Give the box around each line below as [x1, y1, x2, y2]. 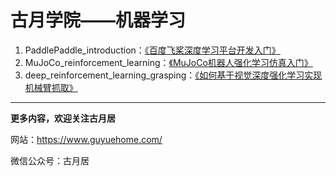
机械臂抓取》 [24, 81, 78, 93]
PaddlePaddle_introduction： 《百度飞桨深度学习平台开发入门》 [24, 44, 281, 56]
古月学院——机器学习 [10, 9, 187, 32]
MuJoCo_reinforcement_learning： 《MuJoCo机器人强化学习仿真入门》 [24, 56, 313, 68]
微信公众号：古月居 [10, 154, 90, 166]
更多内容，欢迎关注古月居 [10, 112, 116, 124]
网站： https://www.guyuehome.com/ [10, 133, 163, 145]
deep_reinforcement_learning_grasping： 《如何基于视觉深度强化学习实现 [24, 69, 323, 81]
